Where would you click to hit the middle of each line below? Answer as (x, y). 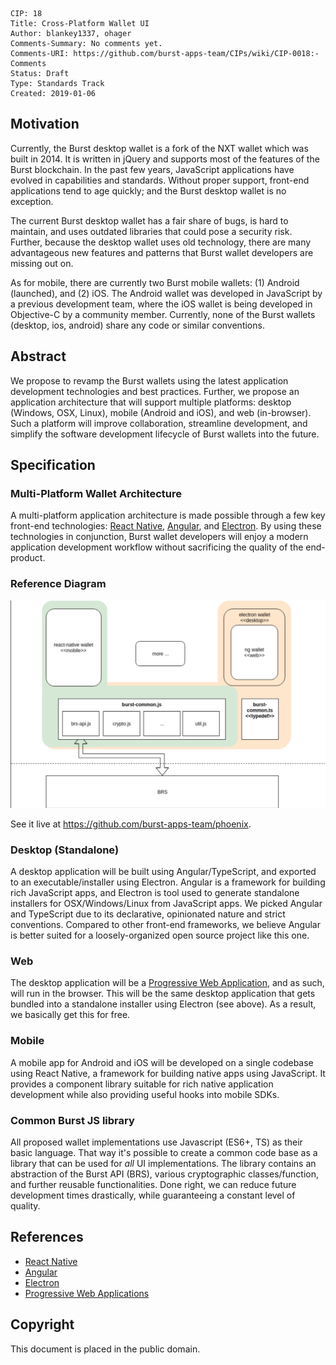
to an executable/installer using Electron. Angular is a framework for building (168, 882)
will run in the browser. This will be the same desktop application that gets (163, 994)
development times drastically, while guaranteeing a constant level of (153, 1195)
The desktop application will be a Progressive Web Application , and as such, (167, 983)
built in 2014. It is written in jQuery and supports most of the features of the (165, 159)
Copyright (42, 1324)
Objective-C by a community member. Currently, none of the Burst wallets (163, 314)
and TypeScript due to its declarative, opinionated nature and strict (148, 914)
